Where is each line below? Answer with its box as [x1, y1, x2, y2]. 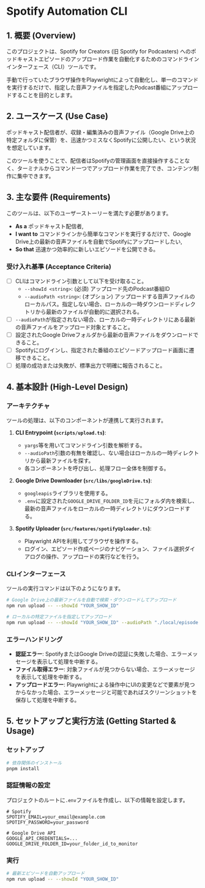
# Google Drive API [6, 830, 56, 836]
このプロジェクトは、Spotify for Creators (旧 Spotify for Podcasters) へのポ [6, 48, 196, 55]
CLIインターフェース [6, 569, 66, 578]
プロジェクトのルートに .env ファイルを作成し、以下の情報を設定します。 [6, 796, 188, 803]
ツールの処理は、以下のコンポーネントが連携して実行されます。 [6, 416, 167, 424]
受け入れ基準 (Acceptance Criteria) [6, 262, 112, 271]
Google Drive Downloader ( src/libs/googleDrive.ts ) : [15, 477, 152, 484]
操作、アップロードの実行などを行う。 [45, 552, 143, 560]
